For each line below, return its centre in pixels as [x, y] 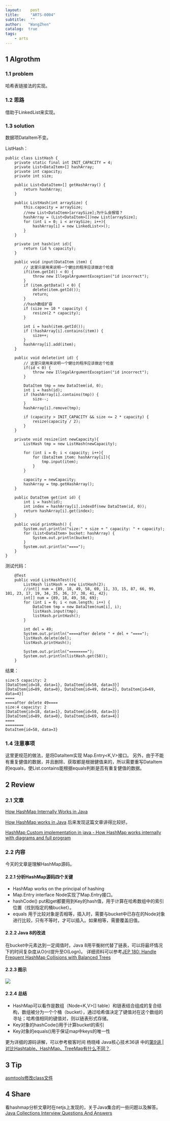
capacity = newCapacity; [50, 480]
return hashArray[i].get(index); [59, 511]
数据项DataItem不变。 [28, 138]
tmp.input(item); [60, 462]
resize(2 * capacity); [56, 313]
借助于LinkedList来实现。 [32, 112]
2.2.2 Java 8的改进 [25, 933]
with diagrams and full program [38, 838]
